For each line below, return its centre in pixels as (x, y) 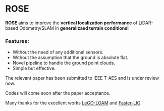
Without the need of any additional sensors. (58, 52)
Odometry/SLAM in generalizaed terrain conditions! (74, 28)
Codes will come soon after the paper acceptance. (58, 93)
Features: (17, 41)
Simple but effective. (34, 68)
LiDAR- (146, 23)
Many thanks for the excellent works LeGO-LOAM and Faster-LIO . (73, 103)
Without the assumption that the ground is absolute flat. (70, 58)
